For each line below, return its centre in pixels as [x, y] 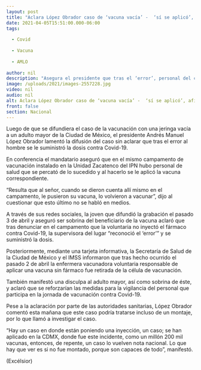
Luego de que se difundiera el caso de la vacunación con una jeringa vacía [99, 129]
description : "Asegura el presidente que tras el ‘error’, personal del [99, 78]
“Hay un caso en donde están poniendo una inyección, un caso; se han [94, 331]
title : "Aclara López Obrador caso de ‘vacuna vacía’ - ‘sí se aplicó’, [100, 17]
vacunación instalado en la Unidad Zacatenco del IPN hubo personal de [94, 166]
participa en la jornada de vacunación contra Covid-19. [74, 295]
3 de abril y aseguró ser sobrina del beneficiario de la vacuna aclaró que [95, 221]
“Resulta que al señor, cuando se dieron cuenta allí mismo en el [84, 190]
